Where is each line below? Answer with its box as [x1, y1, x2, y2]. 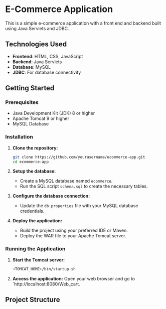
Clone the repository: [12, 144, 58, 151]
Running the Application [5, 245, 66, 252]
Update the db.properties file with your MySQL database [20, 203, 138, 209]
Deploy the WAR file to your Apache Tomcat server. [20, 233, 126, 239]
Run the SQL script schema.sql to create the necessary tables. [20, 183, 148, 189]
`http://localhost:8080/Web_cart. [12, 281, 80, 287]
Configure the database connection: [12, 193, 90, 199]
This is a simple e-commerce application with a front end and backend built [5, 20, 161, 26]
